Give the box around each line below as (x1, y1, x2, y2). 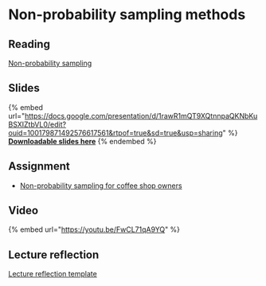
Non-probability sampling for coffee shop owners (19, 181, 182, 190)
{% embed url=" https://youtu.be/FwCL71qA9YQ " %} (8, 225, 181, 234)
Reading (8, 37, 50, 51)
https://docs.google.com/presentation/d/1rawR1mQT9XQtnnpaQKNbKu (24, 111, 258, 120)
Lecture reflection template (8, 269, 97, 279)
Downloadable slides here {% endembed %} (8, 136, 157, 146)
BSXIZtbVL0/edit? (8, 119, 66, 129)
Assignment (8, 159, 70, 173)
